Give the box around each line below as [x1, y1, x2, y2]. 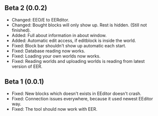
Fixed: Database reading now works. [11, 48, 85, 54]
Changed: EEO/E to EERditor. [11, 17, 69, 22]
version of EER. [11, 63, 42, 69]
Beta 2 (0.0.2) [4, 4, 47, 12]
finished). [11, 27, 31, 33]
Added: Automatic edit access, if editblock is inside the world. [11, 38, 136, 43]
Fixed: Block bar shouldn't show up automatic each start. [11, 42, 126, 48]
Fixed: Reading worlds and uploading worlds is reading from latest [11, 58, 145, 64]
